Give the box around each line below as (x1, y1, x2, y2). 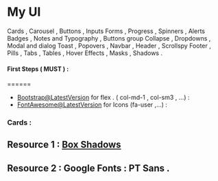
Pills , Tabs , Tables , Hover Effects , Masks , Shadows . (7, 49, 163, 57)
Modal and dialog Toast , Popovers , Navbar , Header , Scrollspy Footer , (7, 41, 211, 50)
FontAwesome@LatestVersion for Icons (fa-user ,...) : (16, 100, 168, 109)
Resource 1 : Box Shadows (7, 139, 121, 151)
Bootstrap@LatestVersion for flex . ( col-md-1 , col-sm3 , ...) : (16, 94, 190, 102)
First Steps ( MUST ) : (7, 65, 69, 73)
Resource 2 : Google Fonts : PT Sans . (7, 162, 170, 174)
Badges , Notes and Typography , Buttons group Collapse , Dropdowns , (7, 34, 211, 42)
